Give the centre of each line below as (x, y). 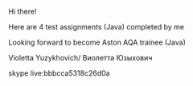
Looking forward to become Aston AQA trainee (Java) (97, 42)
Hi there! (23, 12)
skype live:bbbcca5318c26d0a (59, 73)
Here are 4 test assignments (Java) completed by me (96, 27)
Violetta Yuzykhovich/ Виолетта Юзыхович (80, 58)
